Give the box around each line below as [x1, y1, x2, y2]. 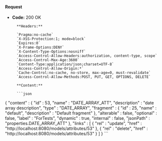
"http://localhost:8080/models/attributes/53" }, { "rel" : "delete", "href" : [5, 126, 148, 131]
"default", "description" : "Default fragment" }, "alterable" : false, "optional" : [5, 110, 157, 116]
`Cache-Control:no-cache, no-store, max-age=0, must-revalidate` [16, 70, 151, 75]
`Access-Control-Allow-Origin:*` [16, 66, 84, 71]
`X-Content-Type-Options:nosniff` [16, 49, 86, 54]
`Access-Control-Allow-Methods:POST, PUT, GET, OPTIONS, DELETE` [16, 75, 151, 80]
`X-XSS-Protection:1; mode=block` [16, 37, 86, 42]
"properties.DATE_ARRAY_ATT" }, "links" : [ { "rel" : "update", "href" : [5, 121, 142, 127]
